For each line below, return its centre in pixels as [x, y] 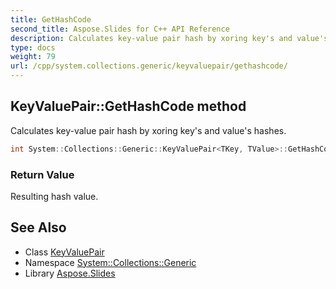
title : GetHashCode [51, 19]
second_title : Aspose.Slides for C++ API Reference [120, 29]
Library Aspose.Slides [70, 273]
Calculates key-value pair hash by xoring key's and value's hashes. [148, 130]
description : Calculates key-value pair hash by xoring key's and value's [169, 38]
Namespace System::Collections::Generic [110, 262]
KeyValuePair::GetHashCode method [128, 106]
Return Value [42, 174]
